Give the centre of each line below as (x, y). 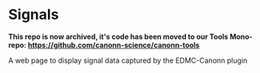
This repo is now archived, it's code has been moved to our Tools (118, 36)
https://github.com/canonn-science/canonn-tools (114, 44)
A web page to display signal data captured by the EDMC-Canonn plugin (128, 60)
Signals (34, 15)
